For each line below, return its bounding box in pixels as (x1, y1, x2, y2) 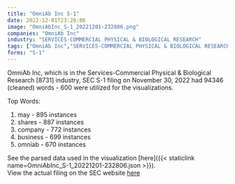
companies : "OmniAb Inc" (7, 29, 80, 37)
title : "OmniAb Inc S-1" (7, 10, 80, 17)
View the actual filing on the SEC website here (7, 169, 141, 177)
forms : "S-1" (7, 50, 45, 57)
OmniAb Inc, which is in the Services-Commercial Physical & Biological (7, 68, 212, 77)
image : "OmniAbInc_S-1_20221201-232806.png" (7, 23, 139, 30)
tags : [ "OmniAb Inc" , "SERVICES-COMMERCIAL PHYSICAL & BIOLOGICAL (7, 43, 201, 50)
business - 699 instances (17, 132, 91, 141)
